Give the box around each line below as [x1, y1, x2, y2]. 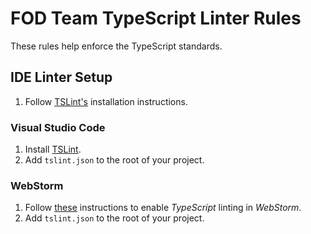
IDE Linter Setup [10, 69, 113, 86]
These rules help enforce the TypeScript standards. [10, 40, 223, 52]
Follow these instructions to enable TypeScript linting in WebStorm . [24, 202, 302, 214]
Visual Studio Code [10, 120, 106, 134]
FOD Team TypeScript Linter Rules [10, 7, 302, 30]
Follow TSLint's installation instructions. [24, 95, 188, 107]
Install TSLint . [24, 143, 82, 156]
